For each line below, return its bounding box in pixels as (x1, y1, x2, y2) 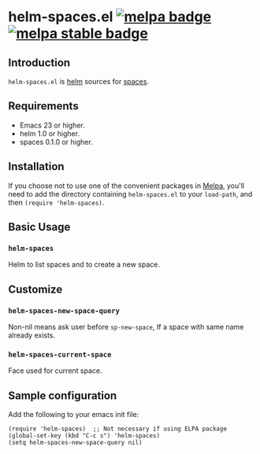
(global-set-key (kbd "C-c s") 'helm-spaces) (8, 432, 160, 440)
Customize (8, 282, 63, 296)
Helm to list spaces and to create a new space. (8, 260, 160, 269)
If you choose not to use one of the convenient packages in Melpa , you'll (8, 181, 245, 190)
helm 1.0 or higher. (19, 128, 80, 138)
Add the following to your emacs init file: (8, 410, 139, 419)
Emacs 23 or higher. (19, 120, 85, 130)
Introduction (8, 56, 71, 69)
